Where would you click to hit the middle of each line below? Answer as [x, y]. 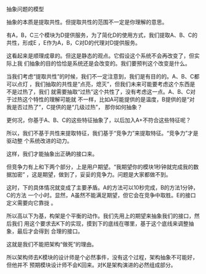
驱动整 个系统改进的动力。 [39, 141]
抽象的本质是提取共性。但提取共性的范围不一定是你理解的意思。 [87, 22]
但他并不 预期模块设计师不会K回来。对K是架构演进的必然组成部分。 [91, 265]
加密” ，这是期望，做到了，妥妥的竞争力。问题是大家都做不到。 [91, 174]
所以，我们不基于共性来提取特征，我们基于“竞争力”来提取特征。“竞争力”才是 [102, 133]
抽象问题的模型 [25, 9]
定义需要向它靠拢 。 [31, 203]
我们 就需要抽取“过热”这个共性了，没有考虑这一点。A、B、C [114, 92]
